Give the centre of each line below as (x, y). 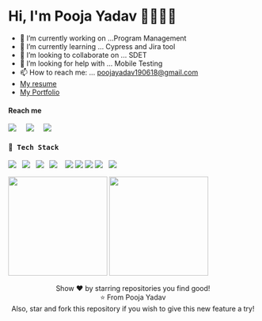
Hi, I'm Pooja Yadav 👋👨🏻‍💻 (93, 16)
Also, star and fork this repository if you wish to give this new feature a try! (133, 309)
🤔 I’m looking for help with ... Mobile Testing (91, 63)
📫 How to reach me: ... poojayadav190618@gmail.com (109, 72)
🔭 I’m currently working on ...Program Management (103, 38)
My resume (38, 83)
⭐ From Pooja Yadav (133, 297)
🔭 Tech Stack (34, 147)
